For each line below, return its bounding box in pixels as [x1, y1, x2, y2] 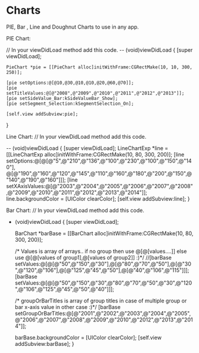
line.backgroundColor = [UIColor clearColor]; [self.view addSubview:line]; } [6, 195, 190, 202]
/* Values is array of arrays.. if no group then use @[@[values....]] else [14, 248, 187, 255]
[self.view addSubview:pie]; [6, 111, 78, 117]
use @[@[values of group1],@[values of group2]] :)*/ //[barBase [14, 254, 172, 261]
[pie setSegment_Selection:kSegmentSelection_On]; [6, 101, 134, 107]
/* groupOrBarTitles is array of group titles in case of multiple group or [14, 297, 187, 304]
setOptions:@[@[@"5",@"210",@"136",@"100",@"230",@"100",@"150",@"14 [6, 157, 192, 164]
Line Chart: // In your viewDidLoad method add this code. [6, 133, 147, 140]
